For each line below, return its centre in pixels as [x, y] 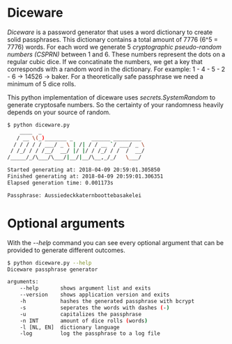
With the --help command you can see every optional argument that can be [116, 242]
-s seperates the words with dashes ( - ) [95, 308]
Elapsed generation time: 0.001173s [60, 182]
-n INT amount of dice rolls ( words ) [84, 321]
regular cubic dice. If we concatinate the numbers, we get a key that [105, 61]
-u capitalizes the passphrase [80, 314]
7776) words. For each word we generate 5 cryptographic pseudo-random [114, 47]
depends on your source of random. [59, 112]
